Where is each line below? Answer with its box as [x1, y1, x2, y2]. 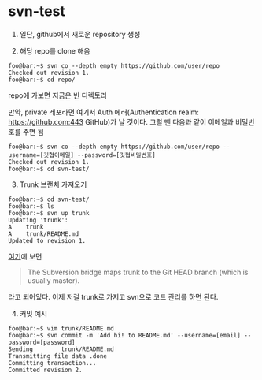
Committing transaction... [8, 359, 97, 367]
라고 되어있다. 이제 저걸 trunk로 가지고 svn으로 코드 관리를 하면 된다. [8, 292, 219, 301]
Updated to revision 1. [8, 237, 87, 244]
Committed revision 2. [8, 366, 83, 374]
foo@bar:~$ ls [8, 202, 55, 210]
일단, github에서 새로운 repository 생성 [19, 29, 141, 39]
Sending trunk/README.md [8, 345, 114, 353]
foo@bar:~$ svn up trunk [8, 209, 90, 217]
